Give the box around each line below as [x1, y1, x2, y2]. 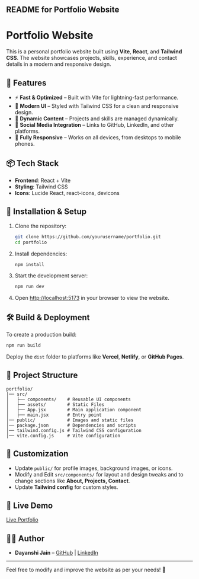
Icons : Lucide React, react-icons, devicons [14, 189, 120, 196]
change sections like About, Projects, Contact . [14, 477, 130, 484]
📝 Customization [6, 449, 69, 459]
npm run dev [14, 284, 44, 290]
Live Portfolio [6, 516, 38, 523]
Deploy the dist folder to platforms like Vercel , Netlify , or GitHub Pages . [6, 353, 184, 360]
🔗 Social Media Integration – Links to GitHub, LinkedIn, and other [14, 121, 174, 129]
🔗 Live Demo [6, 500, 53, 510]
